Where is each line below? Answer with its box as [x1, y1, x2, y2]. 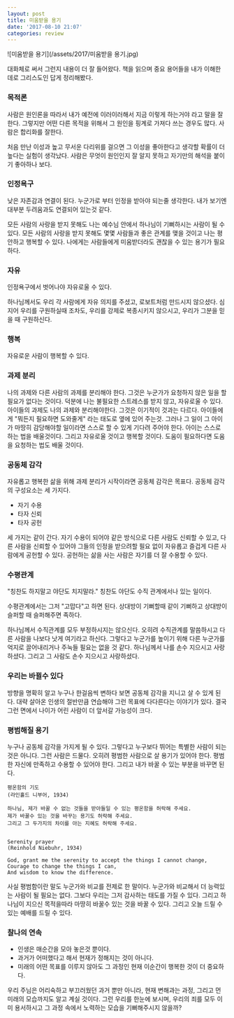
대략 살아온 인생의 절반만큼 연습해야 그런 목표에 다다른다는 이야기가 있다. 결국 [16, 697, 227, 706]
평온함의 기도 [7, 784, 40, 791]
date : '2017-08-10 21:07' [7, 23, 82, 30]
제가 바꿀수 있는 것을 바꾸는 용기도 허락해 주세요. [7, 812, 133, 820]
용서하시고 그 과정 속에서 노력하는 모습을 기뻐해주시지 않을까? [14, 1003, 182, 1012]
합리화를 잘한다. [20, 128, 64, 136]
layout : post [7, 10, 45, 18]
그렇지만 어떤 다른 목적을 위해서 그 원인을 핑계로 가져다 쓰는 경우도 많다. [22, 118, 218, 127]
